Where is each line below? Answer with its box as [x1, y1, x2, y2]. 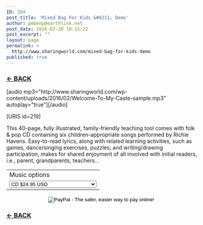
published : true [6, 54, 47, 60]
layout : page [6, 37, 40, 43]
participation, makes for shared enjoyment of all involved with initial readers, [6, 150, 198, 157]
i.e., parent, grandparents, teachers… [6, 156, 100, 164]
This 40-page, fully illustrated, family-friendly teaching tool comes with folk [6, 124, 196, 131]
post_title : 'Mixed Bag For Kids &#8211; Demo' [6, 15, 129, 21]
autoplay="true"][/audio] [6, 101, 68, 108]
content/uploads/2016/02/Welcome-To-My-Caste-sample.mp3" [6, 94, 167, 102]
